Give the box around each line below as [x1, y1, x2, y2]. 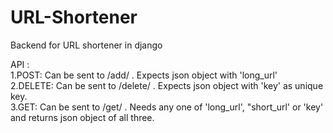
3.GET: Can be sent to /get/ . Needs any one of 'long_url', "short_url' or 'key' [10, 101, 324, 113]
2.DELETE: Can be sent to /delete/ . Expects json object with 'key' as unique [10, 79, 324, 91]
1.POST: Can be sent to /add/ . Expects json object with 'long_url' [10, 69, 278, 81]
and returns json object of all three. [10, 111, 155, 123]
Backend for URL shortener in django [10, 39, 163, 51]
